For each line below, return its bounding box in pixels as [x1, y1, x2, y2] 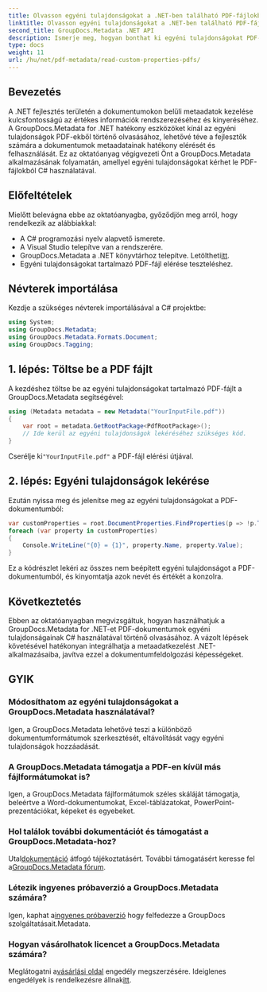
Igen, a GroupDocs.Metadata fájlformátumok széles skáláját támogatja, [8, 789, 241, 799]
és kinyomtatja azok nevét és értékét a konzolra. [65, 572, 224, 581]
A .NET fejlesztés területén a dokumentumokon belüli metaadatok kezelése [8, 107, 253, 116]
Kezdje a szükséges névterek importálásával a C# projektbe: [8, 303, 207, 312]
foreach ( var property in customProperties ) [8, 526, 158, 535]
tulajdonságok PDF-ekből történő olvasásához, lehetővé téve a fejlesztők [8, 132, 247, 141]
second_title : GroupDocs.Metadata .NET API [8, 26, 155, 34]
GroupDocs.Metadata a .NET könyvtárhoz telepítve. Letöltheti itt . [19, 250, 230, 260]
